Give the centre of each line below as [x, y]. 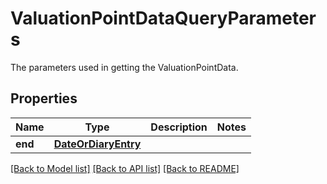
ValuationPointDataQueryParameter [163, 18]
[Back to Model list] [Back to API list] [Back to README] [125, 168]
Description [179, 127]
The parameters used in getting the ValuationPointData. [124, 67]
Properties [44, 98]
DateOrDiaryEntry [97, 144]
